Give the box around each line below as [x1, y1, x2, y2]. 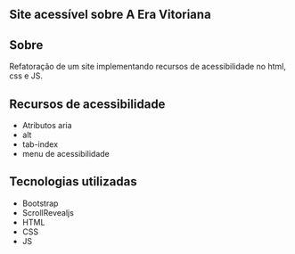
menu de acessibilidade [21, 149, 110, 160]
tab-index [21, 139, 59, 150]
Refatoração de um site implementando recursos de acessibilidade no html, [9, 61, 287, 72]
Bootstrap [21, 198, 59, 209]
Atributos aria [21, 120, 73, 131]
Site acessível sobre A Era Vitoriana [9, 7, 211, 22]
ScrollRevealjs [21, 207, 74, 217]
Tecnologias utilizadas [9, 174, 137, 190]
